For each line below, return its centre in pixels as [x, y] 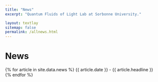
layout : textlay [22, 23]
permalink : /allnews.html [31, 32]
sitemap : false [21, 27]
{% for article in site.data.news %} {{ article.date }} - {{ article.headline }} [79, 70]
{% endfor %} [19, 75]
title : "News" [20, 10]
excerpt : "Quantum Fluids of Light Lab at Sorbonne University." [73, 14]
